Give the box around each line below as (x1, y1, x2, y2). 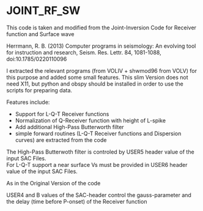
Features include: (6, 98, 50, 106)
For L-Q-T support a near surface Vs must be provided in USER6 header (6, 161, 188, 168)
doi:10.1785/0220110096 (6, 55, 67, 62)
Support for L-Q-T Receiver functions (15, 110, 109, 117)
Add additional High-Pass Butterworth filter (15, 123, 124, 130)
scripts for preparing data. (6, 86, 72, 94)
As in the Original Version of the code (6, 179, 101, 187)
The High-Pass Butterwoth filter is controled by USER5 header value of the (6, 148, 194, 155)
